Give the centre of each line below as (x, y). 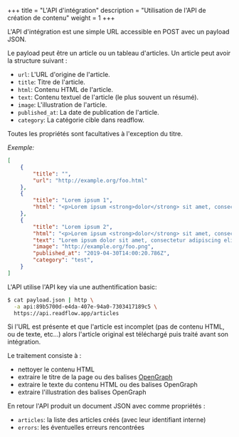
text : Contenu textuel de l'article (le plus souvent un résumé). (108, 97)
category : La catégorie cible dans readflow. (81, 120)
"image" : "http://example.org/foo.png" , (94, 247)
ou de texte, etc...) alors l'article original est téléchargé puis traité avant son (118, 334)
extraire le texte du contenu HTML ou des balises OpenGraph (107, 385)
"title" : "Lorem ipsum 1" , (73, 200)
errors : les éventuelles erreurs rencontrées (81, 428)
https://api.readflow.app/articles (67, 313)
